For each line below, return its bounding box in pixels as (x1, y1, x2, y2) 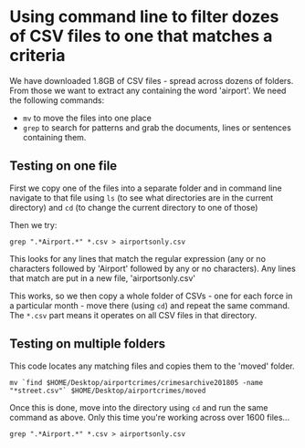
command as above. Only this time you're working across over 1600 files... (9, 412, 290, 422)
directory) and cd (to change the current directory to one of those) (9, 202, 258, 213)
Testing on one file (9, 158, 118, 174)
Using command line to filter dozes (9, 6, 279, 27)
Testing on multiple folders (9, 336, 166, 352)
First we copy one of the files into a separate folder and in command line (9, 182, 282, 193)
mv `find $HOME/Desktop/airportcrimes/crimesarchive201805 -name (9, 378, 263, 387)
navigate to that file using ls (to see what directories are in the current (9, 192, 274, 203)
